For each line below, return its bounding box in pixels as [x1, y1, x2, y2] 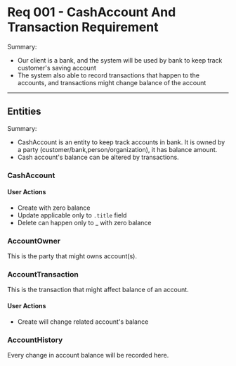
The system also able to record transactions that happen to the [17, 71, 200, 80]
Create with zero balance [17, 203, 91, 212]
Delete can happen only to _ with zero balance [17, 218, 152, 227]
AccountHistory [7, 335, 63, 345]
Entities [7, 106, 41, 118]
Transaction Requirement [7, 19, 159, 35]
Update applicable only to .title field [17, 210, 127, 219]
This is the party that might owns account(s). [7, 252, 137, 260]
